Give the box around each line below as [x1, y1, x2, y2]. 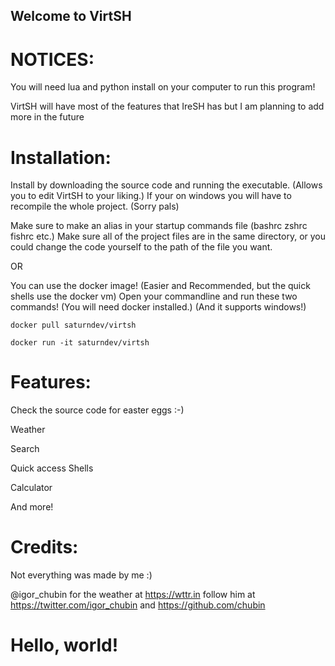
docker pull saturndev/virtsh [10, 320, 137, 331]
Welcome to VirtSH [10, 8, 132, 25]
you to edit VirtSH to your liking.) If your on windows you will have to [10, 190, 292, 202]
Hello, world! [10, 634, 119, 657]
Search [10, 443, 40, 455]
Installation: [10, 146, 112, 169]
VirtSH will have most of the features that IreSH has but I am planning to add [10, 100, 325, 113]
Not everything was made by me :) [10, 569, 153, 581]
